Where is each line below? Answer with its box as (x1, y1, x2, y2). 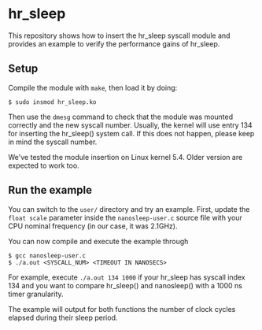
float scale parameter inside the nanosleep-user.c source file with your (8, 213, 242, 222)
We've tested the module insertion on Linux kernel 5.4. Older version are (8, 152, 243, 161)
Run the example (8, 184, 93, 197)
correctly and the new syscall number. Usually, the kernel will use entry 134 (8, 120, 253, 130)
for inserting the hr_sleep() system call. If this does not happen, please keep (8, 128, 255, 138)
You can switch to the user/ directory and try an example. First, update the (8, 204, 250, 213)
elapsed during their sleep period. (8, 313, 118, 322)
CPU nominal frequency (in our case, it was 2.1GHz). (8, 221, 178, 231)
